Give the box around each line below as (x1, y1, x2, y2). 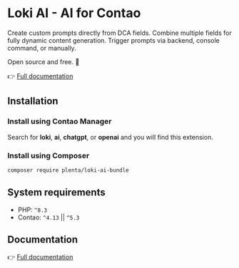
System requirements (7, 187, 106, 199)
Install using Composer (7, 150, 90, 160)
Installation (7, 95, 59, 108)
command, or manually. (7, 43, 76, 52)
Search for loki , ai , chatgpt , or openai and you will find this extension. (7, 133, 214, 141)
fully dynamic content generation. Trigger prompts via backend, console (7, 36, 220, 44)
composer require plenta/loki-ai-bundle (7, 166, 130, 174)
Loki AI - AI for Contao (7, 5, 141, 21)
